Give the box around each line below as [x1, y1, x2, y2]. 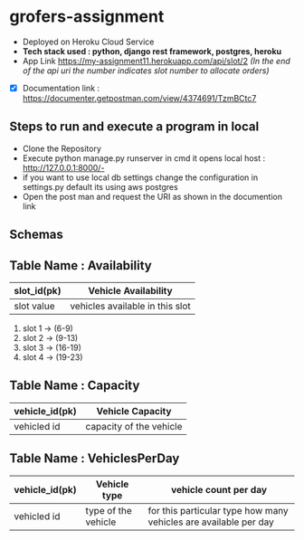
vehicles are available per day [147, 516, 274, 528]
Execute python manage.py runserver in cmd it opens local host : [22, 152, 266, 164]
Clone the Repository [22, 143, 102, 154]
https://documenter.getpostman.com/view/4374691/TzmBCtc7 [22, 93, 257, 103]
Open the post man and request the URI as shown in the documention [22, 191, 283, 202]
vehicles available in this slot [70, 300, 192, 313]
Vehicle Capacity [96, 404, 172, 417]
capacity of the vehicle [85, 420, 183, 432]
